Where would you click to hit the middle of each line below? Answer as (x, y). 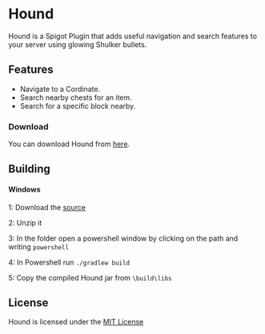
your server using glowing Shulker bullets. (78, 44)
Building (29, 169)
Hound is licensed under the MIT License (76, 322)
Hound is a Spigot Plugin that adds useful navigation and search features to (133, 36)
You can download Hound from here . (69, 144)
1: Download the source (47, 207)
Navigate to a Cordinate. (60, 89)
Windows (24, 189)
